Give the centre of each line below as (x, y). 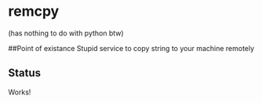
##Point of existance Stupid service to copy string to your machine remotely (131, 48)
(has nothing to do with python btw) (66, 33)
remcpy (34, 11)
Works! (20, 92)
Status (25, 73)
